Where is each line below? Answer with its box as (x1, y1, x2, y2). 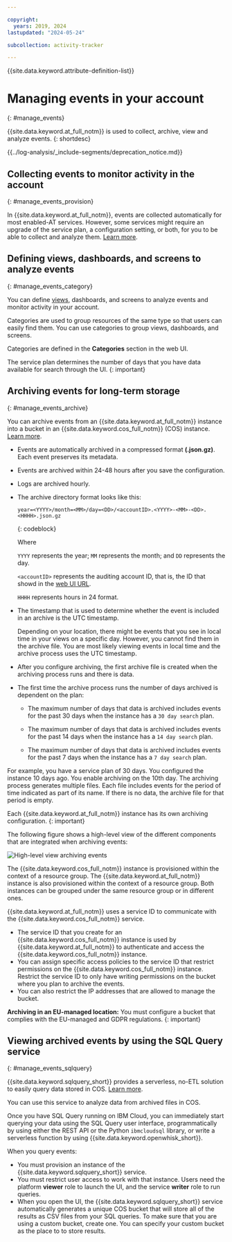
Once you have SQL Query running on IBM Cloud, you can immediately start (7, 1112, 224, 1120)
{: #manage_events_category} (7, 282, 93, 290)
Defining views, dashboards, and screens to (7, 253, 202, 265)
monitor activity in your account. (7, 303, 100, 311)
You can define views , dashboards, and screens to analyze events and (7, 295, 209, 303)
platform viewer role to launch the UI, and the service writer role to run (17, 1182, 220, 1191)
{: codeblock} (17, 524, 57, 533)
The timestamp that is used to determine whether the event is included (17, 606, 220, 614)
